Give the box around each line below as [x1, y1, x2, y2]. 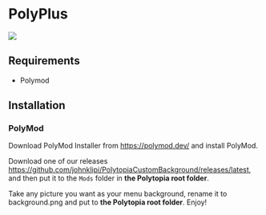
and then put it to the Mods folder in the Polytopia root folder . [8, 173, 210, 183]
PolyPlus [8, 5, 68, 23]
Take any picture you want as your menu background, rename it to [8, 189, 228, 199]
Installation [8, 99, 66, 112]
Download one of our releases [8, 156, 108, 166]
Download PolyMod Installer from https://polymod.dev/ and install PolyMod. [8, 141, 259, 151]
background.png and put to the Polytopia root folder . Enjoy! [8, 197, 208, 207]
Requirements [8, 54, 80, 68]
